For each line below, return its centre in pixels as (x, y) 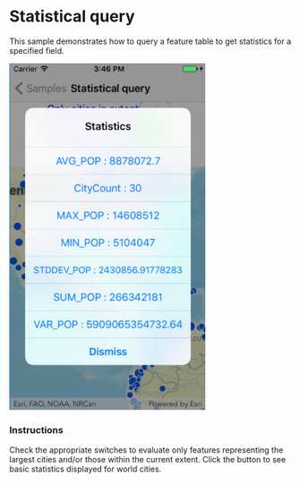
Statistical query (73, 17)
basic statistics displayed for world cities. (86, 469)
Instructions (37, 430)
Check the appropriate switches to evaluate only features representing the (146, 450)
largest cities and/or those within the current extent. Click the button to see (148, 459)
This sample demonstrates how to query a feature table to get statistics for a (150, 41)
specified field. (37, 50)
